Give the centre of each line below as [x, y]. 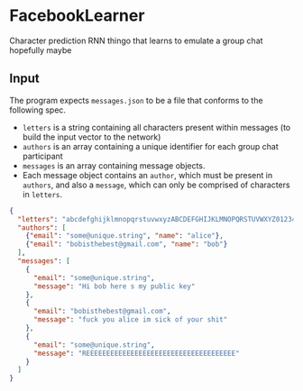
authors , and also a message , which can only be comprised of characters [156, 185]
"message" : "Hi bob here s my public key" [114, 286]
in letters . [42, 194]
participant [42, 156]
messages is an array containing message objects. [114, 165]
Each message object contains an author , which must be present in [147, 175]
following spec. [37, 110]
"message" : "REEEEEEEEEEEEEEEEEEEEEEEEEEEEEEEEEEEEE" [137, 353]
